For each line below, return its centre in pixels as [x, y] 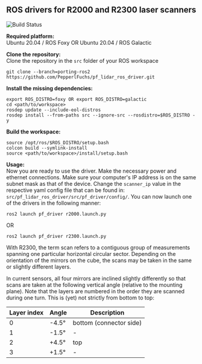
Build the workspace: [33, 132]
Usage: [16, 164]
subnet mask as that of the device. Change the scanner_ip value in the [93, 184]
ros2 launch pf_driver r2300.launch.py [56, 236]
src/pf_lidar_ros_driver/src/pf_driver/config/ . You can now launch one [99, 196]
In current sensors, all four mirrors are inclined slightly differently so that [96, 278]
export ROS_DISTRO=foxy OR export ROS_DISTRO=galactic [77, 99]
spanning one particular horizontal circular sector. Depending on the [91, 254]
